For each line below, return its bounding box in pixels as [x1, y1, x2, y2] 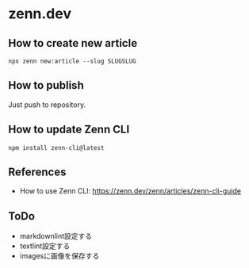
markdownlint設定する [19, 232, 93, 241]
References [8, 166, 67, 179]
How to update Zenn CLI [8, 123, 130, 136]
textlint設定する [19, 241, 71, 251]
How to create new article [8, 36, 137, 50]
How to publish [8, 78, 85, 92]
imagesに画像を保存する [19, 251, 100, 261]
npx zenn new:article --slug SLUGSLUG [8, 57, 136, 65]
